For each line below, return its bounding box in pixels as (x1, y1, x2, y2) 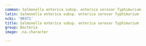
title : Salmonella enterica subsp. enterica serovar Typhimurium (5, 20, 139, 26)
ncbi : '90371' (5, 16, 34, 21)
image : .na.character (5, 30, 49, 34)
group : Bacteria (5, 25, 38, 30)
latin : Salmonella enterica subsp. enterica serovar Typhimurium (5, 12, 139, 16)
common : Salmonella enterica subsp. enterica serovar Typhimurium (5, 7, 141, 12)
